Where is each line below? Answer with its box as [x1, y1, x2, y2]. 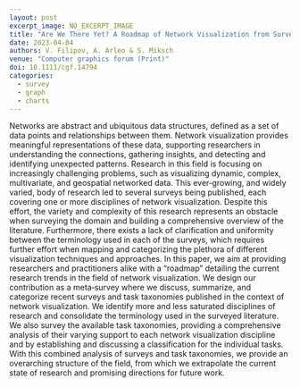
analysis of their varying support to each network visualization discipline [9, 330, 276, 341]
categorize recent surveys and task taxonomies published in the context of [9, 291, 285, 302]
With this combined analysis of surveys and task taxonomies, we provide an [9, 349, 288, 359]
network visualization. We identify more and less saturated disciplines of [9, 301, 276, 312]
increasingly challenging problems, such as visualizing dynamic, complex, [9, 168, 281, 179]
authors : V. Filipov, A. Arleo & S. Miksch [9, 46, 174, 55]
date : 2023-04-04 [9, 38, 74, 47]
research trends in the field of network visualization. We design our [9, 273, 256, 283]
